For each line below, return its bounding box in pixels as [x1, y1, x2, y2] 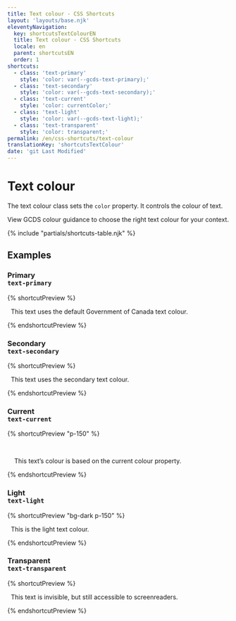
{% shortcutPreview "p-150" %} [7, 429, 100, 438]
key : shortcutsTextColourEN [13, 30, 97, 37]
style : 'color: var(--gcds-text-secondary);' [20, 89, 156, 96]
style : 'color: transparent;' [20, 128, 109, 135]
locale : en [13, 43, 46, 50]
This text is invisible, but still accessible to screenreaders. [10, 593, 178, 601]
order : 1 [13, 56, 39, 63]
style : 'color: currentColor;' [20, 102, 112, 109]
